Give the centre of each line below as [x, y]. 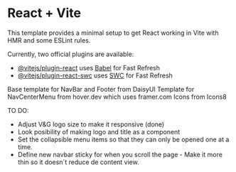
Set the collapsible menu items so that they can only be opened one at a [123, 139]
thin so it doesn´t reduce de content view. [79, 162]
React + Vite [44, 13]
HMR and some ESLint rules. [49, 40]
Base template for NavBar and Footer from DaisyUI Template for [101, 89]
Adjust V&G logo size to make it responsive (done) [91, 124]
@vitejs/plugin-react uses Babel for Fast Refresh [89, 68]
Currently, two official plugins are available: [71, 54]
